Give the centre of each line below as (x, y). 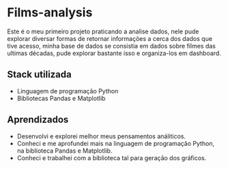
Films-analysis (50, 13)
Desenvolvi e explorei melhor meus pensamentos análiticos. (101, 136)
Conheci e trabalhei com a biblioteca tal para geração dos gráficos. (112, 157)
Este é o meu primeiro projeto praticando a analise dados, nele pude (103, 31)
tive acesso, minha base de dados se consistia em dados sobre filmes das (112, 46)
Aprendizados (38, 120)
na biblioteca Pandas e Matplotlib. (65, 151)
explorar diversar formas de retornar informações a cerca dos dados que (110, 38)
